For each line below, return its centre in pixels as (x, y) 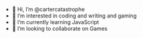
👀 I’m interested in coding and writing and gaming (74, 16)
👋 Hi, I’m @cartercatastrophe (48, 9)
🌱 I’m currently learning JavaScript (55, 22)
